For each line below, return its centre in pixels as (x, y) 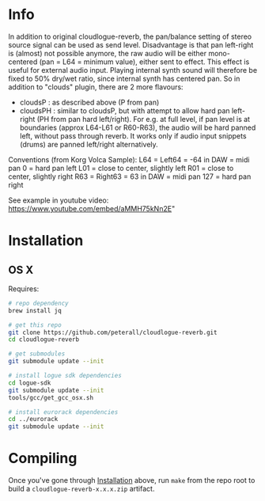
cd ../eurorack (33, 419)
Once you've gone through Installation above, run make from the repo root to (132, 480)
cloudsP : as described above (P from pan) (89, 102)
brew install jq (35, 310)
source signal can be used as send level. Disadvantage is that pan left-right (131, 44)
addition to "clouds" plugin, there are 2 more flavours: (96, 87)
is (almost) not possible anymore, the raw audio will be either (108, 53)
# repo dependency (38, 303)
